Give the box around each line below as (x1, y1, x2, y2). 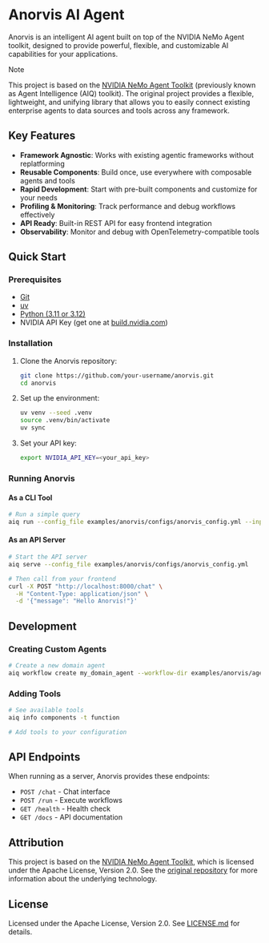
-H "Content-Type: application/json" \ (15, 590, 149, 598)
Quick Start (8, 250, 66, 264)
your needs (19, 192, 58, 202)
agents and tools (19, 175, 76, 185)
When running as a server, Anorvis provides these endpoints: (8, 772, 211, 781)
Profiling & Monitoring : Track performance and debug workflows (19, 201, 236, 211)
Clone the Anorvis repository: (19, 356, 118, 365)
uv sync (19, 424, 46, 432)
